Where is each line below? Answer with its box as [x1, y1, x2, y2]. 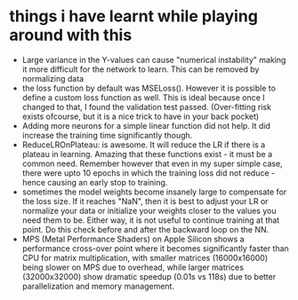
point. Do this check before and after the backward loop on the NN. [21, 224, 270, 234]
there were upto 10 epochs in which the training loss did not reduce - [21, 167, 276, 178]
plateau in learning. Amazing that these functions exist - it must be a [21, 148, 273, 159]
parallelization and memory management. [21, 280, 175, 291]
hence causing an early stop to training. [21, 177, 168, 187]
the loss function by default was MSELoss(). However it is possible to [21, 83, 276, 93]
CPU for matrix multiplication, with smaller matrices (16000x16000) [21, 252, 269, 263]
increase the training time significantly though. [21, 130, 193, 140]
